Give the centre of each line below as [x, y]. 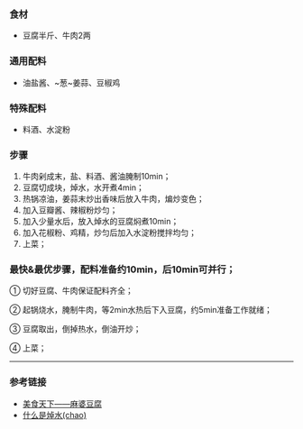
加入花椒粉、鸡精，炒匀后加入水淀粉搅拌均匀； [109, 233]
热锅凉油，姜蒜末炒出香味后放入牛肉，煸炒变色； [113, 199]
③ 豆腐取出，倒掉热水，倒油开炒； [75, 329]
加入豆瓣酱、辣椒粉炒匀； [70, 210]
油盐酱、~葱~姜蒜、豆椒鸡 [71, 82]
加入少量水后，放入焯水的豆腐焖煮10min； [101, 222]
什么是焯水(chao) [55, 415]
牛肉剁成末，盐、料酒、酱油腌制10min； [96, 177]
